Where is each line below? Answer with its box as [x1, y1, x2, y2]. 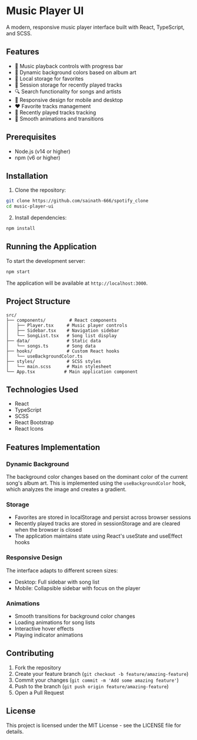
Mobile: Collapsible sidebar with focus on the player [14, 584, 141, 592]
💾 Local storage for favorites [14, 75, 84, 82]
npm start [6, 269, 31, 275]
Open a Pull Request [14, 689, 65, 696]
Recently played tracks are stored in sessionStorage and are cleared [14, 520, 181, 527]
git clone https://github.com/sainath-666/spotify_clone [6, 198, 149, 204]
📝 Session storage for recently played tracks [14, 81, 122, 88]
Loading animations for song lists [14, 619, 95, 626]
